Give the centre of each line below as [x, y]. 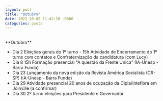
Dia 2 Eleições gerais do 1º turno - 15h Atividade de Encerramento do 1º [84, 52]
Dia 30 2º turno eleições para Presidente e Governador [68, 94]
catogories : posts [24, 23]
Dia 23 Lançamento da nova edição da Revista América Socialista [78, 73]
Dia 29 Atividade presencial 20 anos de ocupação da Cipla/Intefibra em [84, 83]
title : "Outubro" [23, 14]
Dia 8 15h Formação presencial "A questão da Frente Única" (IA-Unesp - [85, 62]
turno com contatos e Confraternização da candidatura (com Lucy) [80, 57]
